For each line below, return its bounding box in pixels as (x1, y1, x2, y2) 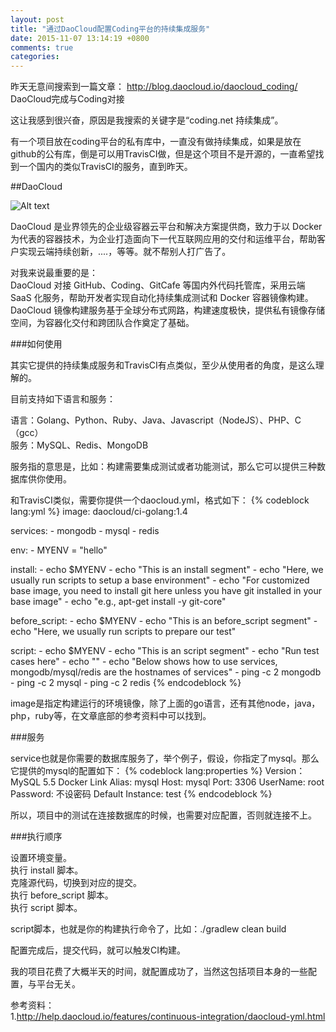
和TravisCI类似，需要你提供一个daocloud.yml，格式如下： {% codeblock (10, 494, 310, 506)
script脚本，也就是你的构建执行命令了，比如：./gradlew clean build (10, 923, 287, 935)
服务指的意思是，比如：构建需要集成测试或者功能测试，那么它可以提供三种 (10, 461, 317, 473)
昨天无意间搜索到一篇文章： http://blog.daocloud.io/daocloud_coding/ (10, 81, 298, 93)
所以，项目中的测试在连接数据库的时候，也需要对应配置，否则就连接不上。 (10, 809, 317, 821)
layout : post (10, 14, 65, 25)
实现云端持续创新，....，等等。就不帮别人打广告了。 (18, 246, 232, 258)
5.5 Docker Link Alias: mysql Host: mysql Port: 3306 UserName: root (43, 776, 325, 788)
